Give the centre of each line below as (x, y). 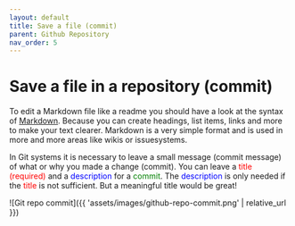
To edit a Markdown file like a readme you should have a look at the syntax (146, 112)
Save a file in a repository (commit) (141, 87)
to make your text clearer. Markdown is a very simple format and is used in (146, 130)
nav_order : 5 (33, 42)
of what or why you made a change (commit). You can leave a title (131, 167)
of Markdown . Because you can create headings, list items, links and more (146, 121)
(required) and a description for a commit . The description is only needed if (147, 176)
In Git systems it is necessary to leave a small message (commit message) (146, 157)
